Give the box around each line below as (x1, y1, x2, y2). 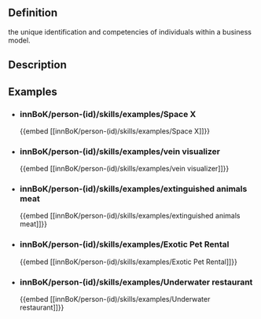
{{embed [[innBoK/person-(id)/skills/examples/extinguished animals (19, 211, 241, 221)
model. (8, 35, 31, 45)
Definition (8, 6, 57, 20)
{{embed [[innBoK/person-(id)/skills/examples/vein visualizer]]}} (19, 164, 230, 174)
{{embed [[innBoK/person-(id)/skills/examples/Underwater (19, 295, 211, 304)
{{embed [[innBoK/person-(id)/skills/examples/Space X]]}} (19, 126, 211, 136)
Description (8, 58, 67, 71)
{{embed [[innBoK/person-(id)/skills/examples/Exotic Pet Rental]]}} (19, 257, 237, 266)
